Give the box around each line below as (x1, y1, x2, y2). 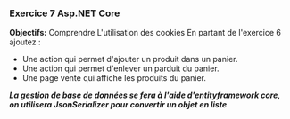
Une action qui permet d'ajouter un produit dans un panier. (21, 54, 238, 65)
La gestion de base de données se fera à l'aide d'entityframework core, (9, 90, 281, 100)
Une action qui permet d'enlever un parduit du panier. (21, 63, 220, 74)
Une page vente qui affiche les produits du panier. (21, 73, 207, 83)
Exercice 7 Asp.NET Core (9, 7, 120, 20)
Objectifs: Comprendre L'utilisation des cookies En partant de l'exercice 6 (9, 28, 282, 38)
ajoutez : (9, 36, 42, 47)
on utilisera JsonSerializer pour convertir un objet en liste (9, 99, 228, 110)
